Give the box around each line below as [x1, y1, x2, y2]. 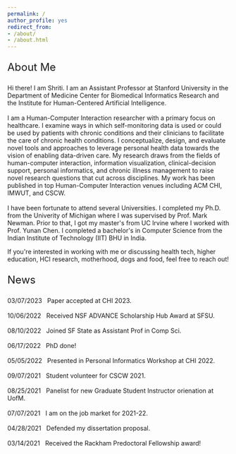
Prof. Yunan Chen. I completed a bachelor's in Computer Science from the [7, 227, 223, 235]
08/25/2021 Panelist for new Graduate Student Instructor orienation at [7, 386, 214, 395]
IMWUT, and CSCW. [7, 189, 66, 198]
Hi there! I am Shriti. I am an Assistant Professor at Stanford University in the [7, 84, 229, 92]
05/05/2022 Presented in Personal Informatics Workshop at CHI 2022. [7, 357, 216, 365]
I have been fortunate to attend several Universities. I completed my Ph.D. [7, 204, 221, 213]
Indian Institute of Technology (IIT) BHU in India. [7, 234, 147, 242]
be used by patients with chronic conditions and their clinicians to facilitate [7, 129, 224, 138]
